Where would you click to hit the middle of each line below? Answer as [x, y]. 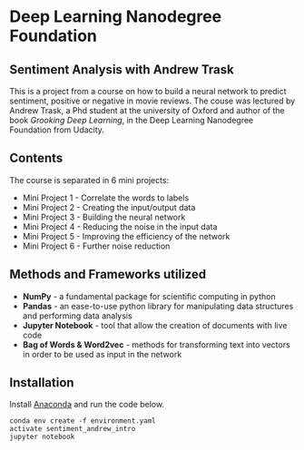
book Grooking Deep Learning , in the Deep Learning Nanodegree [132, 120]
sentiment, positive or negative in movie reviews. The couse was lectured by [152, 101]
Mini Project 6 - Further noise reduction [96, 246]
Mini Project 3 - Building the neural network [104, 217]
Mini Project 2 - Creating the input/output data [109, 207]
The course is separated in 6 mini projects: [89, 180]
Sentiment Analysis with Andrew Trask [122, 69]
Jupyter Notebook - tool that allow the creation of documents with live [155, 325]
